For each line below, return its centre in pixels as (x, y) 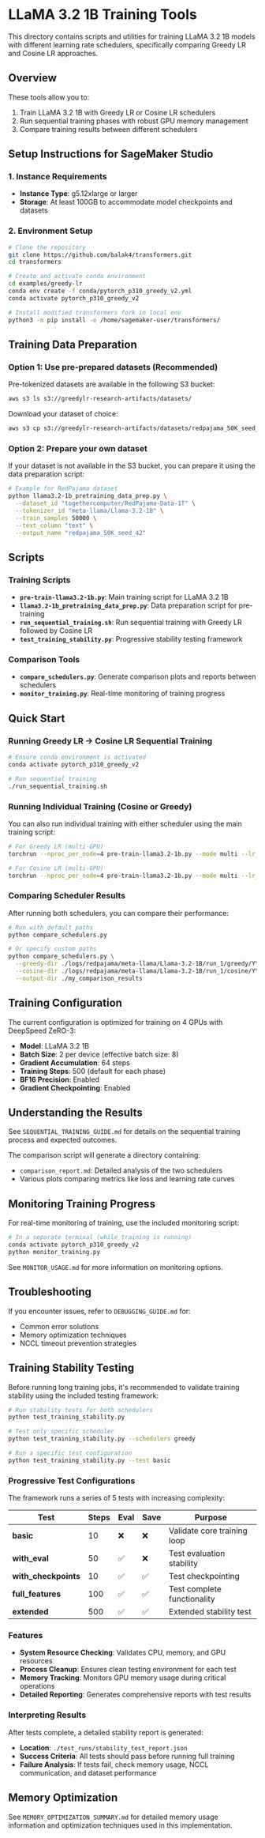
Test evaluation (197, 1554)
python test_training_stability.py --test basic (90, 1460)
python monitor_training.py (54, 1252)
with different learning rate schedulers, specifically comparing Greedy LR (127, 44)
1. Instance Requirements (58, 177)
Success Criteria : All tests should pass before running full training (127, 1756)
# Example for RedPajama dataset (63, 489)
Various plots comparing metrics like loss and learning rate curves (127, 1179)
